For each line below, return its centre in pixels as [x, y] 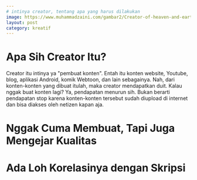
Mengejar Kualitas [51, 141]
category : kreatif [28, 28]
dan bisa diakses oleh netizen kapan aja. [55, 105]
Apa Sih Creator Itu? [56, 57]
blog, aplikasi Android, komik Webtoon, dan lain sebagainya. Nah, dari [90, 79]
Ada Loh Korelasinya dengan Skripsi [96, 168]
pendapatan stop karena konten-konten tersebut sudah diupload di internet [97, 98]
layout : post [22, 22]
